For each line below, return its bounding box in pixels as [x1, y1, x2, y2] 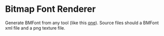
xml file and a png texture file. [5, 25, 65, 31]
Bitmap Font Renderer [5, 3, 96, 15]
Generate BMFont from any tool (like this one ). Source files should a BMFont [5, 20, 159, 26]
